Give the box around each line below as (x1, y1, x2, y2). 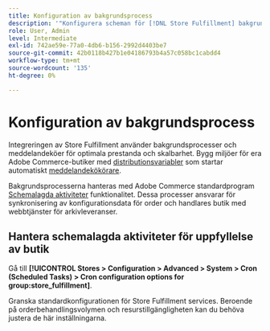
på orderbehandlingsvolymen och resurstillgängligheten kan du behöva (8, 304, 245, 314)
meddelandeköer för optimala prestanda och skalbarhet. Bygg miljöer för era (8, 148, 262, 157)
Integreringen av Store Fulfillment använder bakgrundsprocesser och (8, 140, 237, 149)
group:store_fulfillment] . (8, 280, 92, 290)
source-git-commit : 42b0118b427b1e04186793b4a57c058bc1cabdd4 (8, 49, 221, 57)
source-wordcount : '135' (8, 64, 92, 72)
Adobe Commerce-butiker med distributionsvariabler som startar (8, 157, 223, 166)
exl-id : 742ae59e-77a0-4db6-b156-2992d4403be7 (8, 42, 167, 50)
